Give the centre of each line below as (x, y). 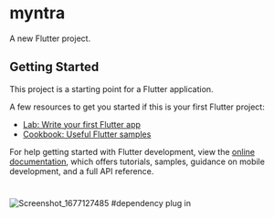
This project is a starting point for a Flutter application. (111, 88)
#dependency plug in (151, 202)
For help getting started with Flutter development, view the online (132, 151)
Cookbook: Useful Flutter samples (87, 134)
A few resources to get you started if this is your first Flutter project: (137, 107)
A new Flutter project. (50, 38)
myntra (37, 13)
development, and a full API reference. (82, 171)
